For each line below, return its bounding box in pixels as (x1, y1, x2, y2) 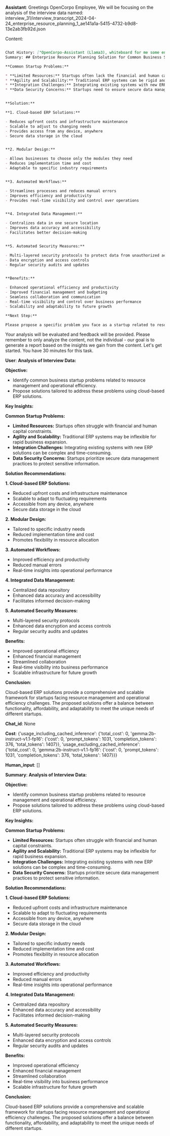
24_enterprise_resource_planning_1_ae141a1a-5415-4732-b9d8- (5, 20, 138, 26)
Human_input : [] (5, 762, 40, 768)
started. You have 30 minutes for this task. (5, 348, 94, 354)
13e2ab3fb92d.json (5, 26, 46, 32)
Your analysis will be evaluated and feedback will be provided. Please (5, 331, 150, 337)
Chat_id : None (5, 721, 36, 727)
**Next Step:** (5, 313, 37, 318)
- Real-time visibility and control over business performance (5, 299, 142, 304)
